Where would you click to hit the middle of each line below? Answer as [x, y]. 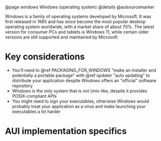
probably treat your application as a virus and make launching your [79, 106]
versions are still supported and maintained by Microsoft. [62, 37]
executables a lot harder [36, 111]
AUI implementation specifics [66, 131]
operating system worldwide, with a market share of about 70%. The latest [80, 27]
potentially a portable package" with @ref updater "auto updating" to [81, 75]
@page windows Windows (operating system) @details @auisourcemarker [80, 7]
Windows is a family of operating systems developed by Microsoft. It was [78, 16]
